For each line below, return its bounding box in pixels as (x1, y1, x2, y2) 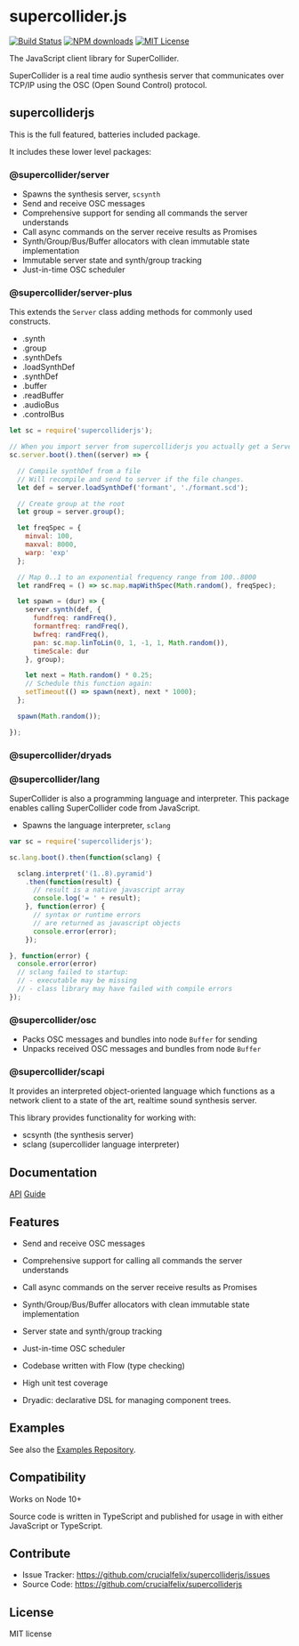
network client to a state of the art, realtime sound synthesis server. (9, 1095, 257, 1106)
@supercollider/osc (9, 1013, 97, 1026)
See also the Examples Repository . (9, 1444, 136, 1455)
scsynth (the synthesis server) (21, 1130, 134, 1141)
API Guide (9, 1189, 46, 1199)
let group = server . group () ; (17, 507, 125, 517)
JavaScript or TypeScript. (9, 1520, 103, 1531)
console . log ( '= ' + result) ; (32, 894, 141, 903)
